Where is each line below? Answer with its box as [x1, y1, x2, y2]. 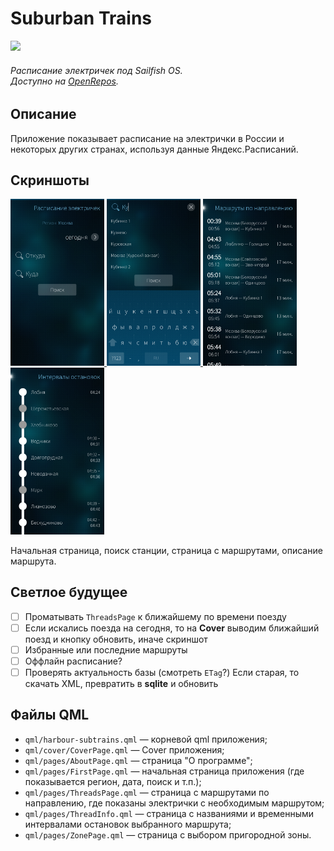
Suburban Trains [10, 7, 153, 30]
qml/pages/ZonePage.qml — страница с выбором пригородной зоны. [24, 828, 312, 841]
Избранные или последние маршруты [24, 643, 188, 656]
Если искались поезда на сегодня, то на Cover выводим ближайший [24, 622, 320, 634]
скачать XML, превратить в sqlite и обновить [24, 677, 219, 689]
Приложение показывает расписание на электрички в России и [10, 132, 285, 144]
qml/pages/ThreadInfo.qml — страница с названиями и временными [24, 807, 315, 819]
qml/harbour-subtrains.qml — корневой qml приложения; [24, 733, 268, 745]
